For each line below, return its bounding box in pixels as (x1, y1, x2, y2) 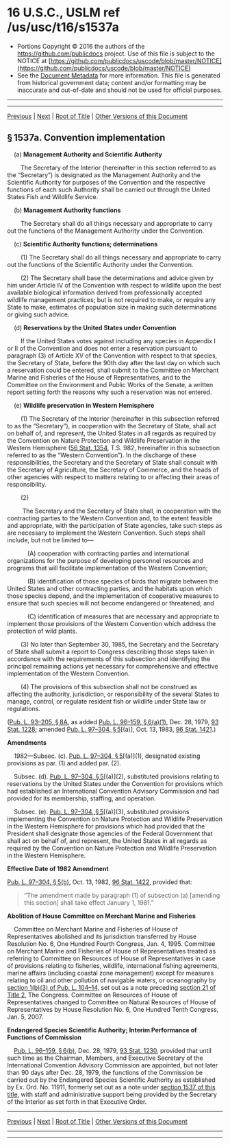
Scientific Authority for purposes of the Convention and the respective (7, 178, 205, 186)
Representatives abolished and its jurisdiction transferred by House (7, 932, 197, 940)
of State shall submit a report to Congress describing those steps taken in (7, 647, 215, 656)
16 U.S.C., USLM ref (7, 5, 120, 21)
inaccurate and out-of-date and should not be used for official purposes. (16, 86, 222, 94)
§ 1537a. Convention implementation (7, 132, 166, 143)
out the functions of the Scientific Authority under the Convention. (7, 260, 194, 268)
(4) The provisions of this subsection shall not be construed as (20, 682, 197, 691)
